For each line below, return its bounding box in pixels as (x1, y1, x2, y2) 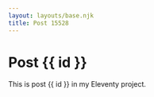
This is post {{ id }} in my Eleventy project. (8, 80, 147, 89)
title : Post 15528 (8, 19, 69, 27)
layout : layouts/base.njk (8, 11, 94, 20)
